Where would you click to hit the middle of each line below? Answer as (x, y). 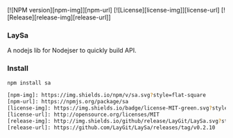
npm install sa (29, 83)
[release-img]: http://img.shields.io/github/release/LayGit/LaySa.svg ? (114, 121)
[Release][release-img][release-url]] (59, 17)
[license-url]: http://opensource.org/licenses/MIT (83, 115)
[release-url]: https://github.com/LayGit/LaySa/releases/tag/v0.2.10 (111, 128)
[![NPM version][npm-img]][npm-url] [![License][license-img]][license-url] (113, 10)
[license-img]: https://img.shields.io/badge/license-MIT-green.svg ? (110, 108)
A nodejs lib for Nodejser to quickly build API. (72, 51)
